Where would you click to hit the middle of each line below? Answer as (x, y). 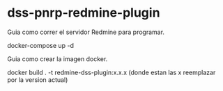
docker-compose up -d (41, 45)
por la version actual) (38, 80)
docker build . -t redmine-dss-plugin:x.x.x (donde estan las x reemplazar (111, 72)
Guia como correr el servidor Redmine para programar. (86, 32)
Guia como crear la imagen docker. (57, 59)
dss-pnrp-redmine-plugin (84, 13)
